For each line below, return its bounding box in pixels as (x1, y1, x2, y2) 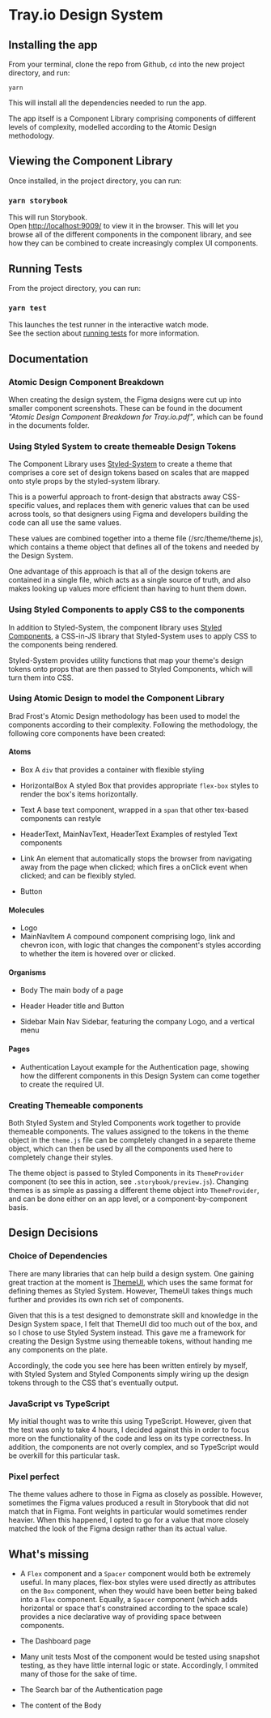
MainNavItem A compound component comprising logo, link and (19, 932, 235, 942)
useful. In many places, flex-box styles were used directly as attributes (19, 1578, 256, 1587)
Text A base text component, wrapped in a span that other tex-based (19, 805, 249, 814)
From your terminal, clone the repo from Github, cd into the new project (8, 59, 245, 69)
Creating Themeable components (8, 1100, 144, 1111)
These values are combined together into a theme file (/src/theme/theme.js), (8, 533, 264, 544)
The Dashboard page (19, 1636, 91, 1646)
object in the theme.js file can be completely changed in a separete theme (8, 1135, 256, 1144)
